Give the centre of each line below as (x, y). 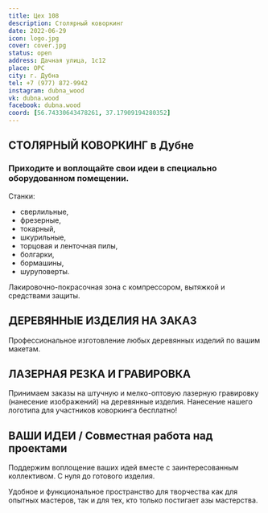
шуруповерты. (45, 271)
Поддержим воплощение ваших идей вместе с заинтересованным (124, 468)
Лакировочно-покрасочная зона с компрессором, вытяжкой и (117, 287)
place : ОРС (27, 68)
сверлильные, (44, 211)
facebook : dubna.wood (45, 105)
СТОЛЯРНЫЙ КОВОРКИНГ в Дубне (101, 146)
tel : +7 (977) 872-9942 (48, 83)
